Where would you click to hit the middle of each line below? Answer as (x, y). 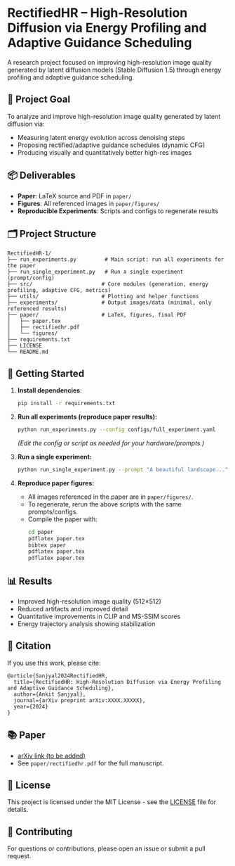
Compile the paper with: (63, 519)
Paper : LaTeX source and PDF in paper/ (74, 196)
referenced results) (38, 309)
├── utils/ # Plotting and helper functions (103, 297)
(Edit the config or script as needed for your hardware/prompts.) (111, 443)
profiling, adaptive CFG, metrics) (59, 291)
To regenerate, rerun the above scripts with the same (105, 504)
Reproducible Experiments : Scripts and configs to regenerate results (118, 211)
